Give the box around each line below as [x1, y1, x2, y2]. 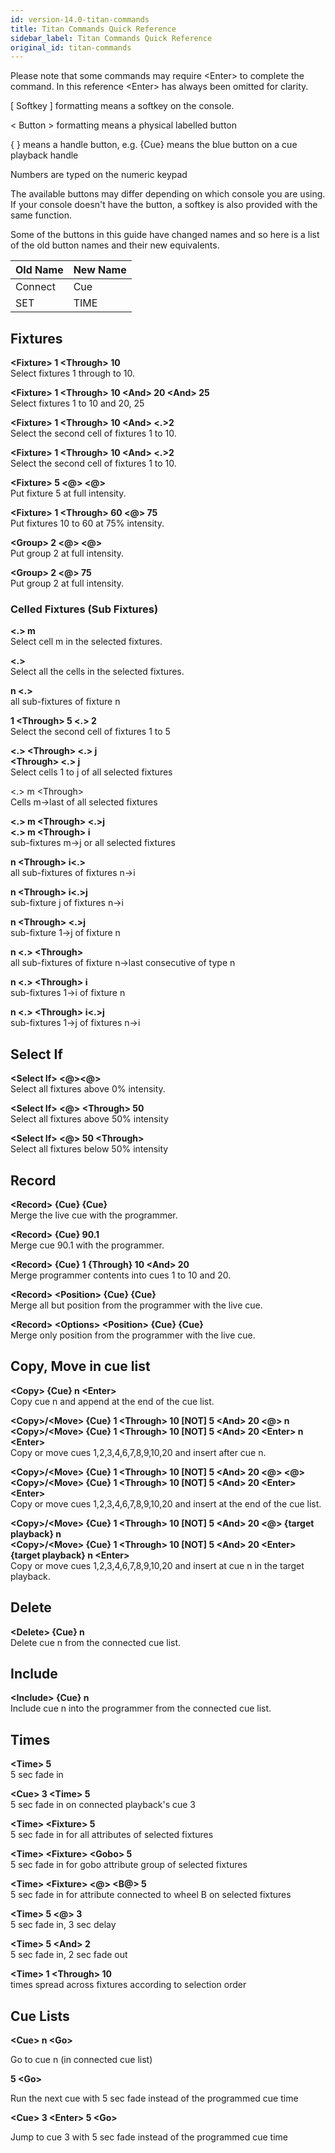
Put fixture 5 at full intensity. [10, 487, 127, 500]
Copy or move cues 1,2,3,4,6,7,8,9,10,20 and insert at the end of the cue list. [10, 1497, 322, 1510]
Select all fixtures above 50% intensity [10, 1113, 169, 1125]
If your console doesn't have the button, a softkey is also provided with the [10, 199, 318, 211]
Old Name [15, 263, 64, 277]
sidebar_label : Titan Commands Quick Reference [10, 33, 213, 43]
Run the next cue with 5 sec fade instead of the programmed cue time [10, 2092, 299, 2105]
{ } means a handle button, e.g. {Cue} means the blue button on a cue [10, 139, 298, 151]
